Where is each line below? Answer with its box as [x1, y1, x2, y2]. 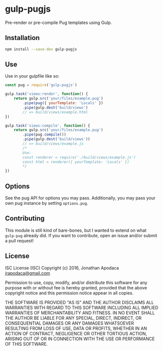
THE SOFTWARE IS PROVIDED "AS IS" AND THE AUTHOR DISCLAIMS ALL [5, 299, 154, 305]
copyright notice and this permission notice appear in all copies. [5, 290, 134, 296]
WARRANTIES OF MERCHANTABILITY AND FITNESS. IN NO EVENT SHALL [5, 309, 155, 316]
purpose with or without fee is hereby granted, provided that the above [5, 285, 147, 290]
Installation [5, 34, 40, 42]
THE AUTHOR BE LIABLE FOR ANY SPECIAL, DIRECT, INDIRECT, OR [5, 315, 142, 321]
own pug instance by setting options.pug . [5, 200, 89, 206]
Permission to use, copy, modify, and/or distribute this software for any [5, 280, 147, 285]
